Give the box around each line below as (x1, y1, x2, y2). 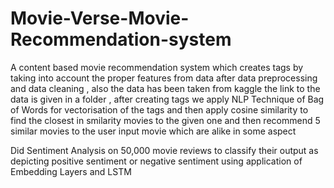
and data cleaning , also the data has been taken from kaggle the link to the (10, 82, 321, 94)
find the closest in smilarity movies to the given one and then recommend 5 (10, 114, 321, 126)
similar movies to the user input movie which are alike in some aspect (10, 125, 297, 137)
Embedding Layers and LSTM (10, 165, 132, 177)
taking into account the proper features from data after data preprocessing (10, 72, 318, 84)
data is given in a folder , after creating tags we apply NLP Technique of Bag (10, 93, 325, 105)
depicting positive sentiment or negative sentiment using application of (10, 155, 303, 167)
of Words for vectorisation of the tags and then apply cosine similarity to (10, 103, 309, 116)
